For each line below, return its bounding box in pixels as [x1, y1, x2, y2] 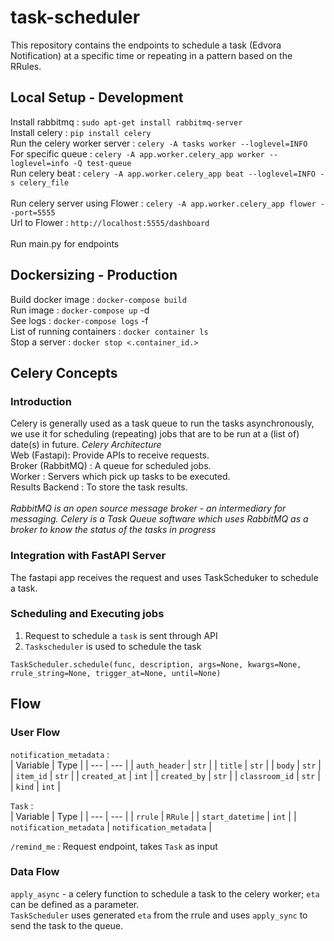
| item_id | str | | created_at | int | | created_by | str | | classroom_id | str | [10, 769, 321, 781]
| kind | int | [10, 780, 61, 792]
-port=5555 [10, 207, 56, 218]
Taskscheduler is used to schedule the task [24, 640, 202, 652]
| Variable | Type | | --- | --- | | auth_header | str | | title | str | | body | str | [10, 759, 322, 771]
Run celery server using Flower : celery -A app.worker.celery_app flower [10, 197, 317, 209]
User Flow [10, 726, 61, 740]
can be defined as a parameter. [10, 898, 140, 910]
